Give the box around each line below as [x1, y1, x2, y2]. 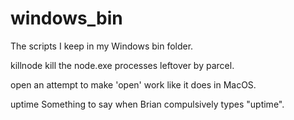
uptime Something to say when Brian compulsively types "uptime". [10, 98, 285, 110]
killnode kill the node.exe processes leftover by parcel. [10, 59, 235, 71]
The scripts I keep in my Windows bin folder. [10, 40, 194, 52]
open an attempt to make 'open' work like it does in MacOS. [10, 78, 257, 91]
